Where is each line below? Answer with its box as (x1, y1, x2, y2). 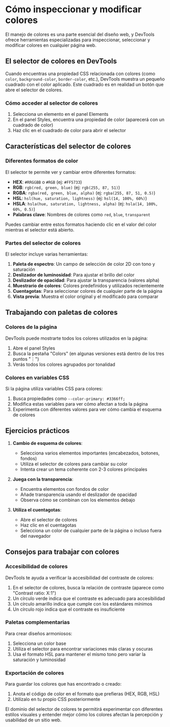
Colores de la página (5, 323, 57, 331)
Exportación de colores (5, 669, 64, 676)
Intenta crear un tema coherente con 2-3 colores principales (20, 466, 148, 472)
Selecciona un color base (12, 640, 66, 646)
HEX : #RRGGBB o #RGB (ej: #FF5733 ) (12, 179, 82, 185)
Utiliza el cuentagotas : (12, 507, 62, 513)
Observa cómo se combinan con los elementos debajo (20, 496, 135, 503)
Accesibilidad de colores (5, 563, 68, 570)
